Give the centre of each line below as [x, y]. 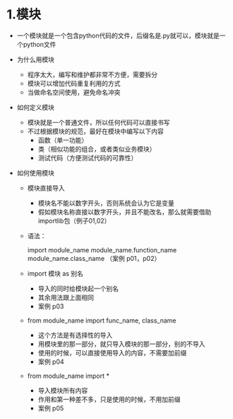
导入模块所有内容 [63, 390]
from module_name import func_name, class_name [102, 320]
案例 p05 [51, 408]
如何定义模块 [35, 107]
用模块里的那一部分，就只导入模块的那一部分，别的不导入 [121, 344]
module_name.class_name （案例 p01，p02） [94, 258]
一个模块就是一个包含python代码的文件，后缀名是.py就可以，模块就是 [118, 35]
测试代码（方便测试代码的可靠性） [88, 157]
